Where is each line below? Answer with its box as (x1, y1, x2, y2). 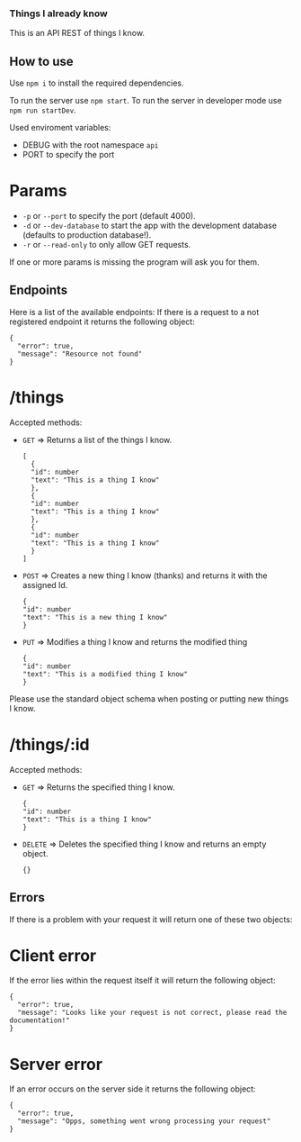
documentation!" (9, 1016, 70, 1025)
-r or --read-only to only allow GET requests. (22, 240, 191, 250)
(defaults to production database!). (22, 230, 152, 240)
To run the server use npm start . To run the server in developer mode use (9, 95, 282, 106)
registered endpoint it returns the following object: (9, 316, 195, 327)
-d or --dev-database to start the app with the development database (22, 220, 277, 231)
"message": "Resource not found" (17, 349, 143, 358)
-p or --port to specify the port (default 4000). (22, 211, 196, 222)
